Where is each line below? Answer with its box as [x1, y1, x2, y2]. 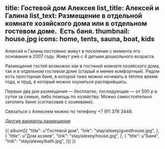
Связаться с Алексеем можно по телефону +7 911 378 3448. [5, 108, 133, 114]
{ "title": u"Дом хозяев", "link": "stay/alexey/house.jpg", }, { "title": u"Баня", [5, 133, 160, 139]
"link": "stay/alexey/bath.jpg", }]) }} [5, 138, 76, 144]
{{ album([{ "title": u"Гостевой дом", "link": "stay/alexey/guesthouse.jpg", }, [5, 127, 160, 133]
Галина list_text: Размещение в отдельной [5, 12, 143, 20]
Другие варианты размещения [5, 118, 71, 124]
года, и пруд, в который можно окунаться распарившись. [5, 79, 128, 85]
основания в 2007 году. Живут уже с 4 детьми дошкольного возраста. [5, 53, 155, 59]
